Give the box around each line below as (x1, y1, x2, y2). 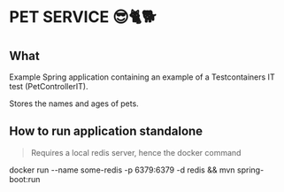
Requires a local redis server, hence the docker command (30, 147, 242, 157)
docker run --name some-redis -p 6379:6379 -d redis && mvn (9, 165, 236, 175)
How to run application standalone (9, 124, 203, 139)
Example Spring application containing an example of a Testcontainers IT (9, 72, 276, 82)
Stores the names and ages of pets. (9, 98, 139, 109)
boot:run (9, 173, 41, 184)
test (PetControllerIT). (9, 81, 88, 91)
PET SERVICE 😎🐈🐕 (9, 7, 157, 27)
